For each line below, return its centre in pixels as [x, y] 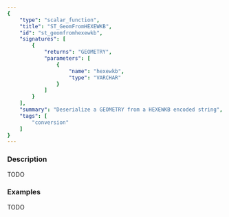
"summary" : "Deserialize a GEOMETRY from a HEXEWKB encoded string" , [121, 110]
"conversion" [51, 122]
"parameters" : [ [67, 59]
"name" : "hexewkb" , [97, 71]
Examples [24, 192]
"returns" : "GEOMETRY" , [78, 52]
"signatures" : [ [43, 39]
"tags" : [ [34, 116]
